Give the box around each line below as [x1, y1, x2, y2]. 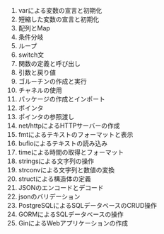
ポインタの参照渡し [18, 113, 75, 121]
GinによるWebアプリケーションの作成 [18, 219, 129, 227]
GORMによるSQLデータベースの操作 [18, 210, 124, 218]
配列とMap [18, 24, 50, 32]
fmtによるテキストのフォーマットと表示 [18, 130, 134, 138]
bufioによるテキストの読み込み [18, 139, 108, 147]
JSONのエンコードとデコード [18, 184, 105, 191]
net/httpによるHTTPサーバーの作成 [18, 121, 120, 130]
